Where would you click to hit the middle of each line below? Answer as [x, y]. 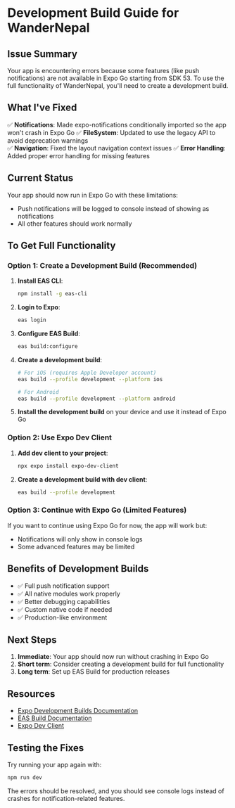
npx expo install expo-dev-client [68, 466]
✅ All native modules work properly [69, 594]
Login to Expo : [39, 307]
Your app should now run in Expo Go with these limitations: [93, 195]
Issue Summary [42, 54]
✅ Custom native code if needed [65, 609]
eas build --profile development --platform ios [90, 379]
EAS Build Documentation [55, 718]
